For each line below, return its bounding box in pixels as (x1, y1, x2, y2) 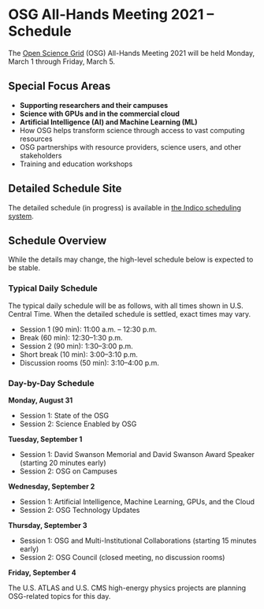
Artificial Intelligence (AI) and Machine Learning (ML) (19, 117, 199, 127)
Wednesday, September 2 (8, 481, 95, 491)
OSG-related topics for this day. (8, 591, 111, 600)
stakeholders (19, 150, 62, 160)
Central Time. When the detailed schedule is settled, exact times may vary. (8, 309, 251, 318)
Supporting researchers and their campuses (19, 100, 169, 110)
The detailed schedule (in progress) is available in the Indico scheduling (8, 202, 242, 212)
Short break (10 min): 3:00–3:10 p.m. (19, 349, 138, 359)
